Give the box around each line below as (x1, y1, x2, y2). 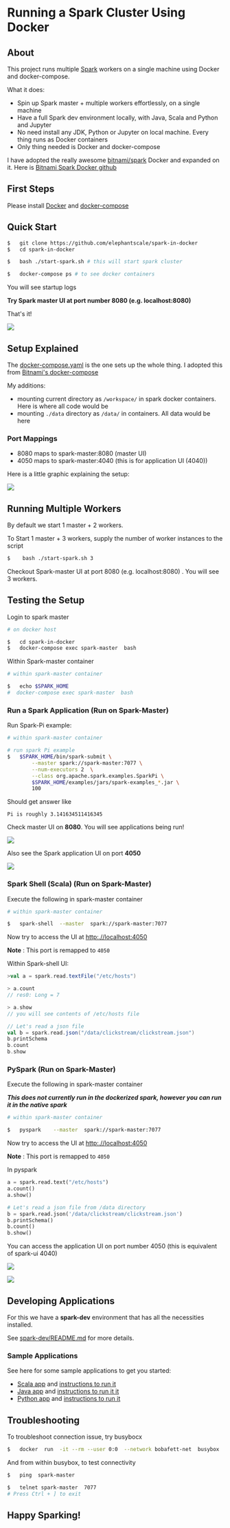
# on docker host (7, 626, 57, 633)
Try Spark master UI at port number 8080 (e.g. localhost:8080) (7, 297, 192, 305)
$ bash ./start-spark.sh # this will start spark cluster (7, 258, 183, 265)
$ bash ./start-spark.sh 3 (7, 555, 94, 562)
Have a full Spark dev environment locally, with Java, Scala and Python (16, 113, 218, 122)
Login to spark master (7, 613, 69, 621)
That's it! (7, 310, 32, 318)
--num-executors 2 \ (32, 766, 94, 773)
